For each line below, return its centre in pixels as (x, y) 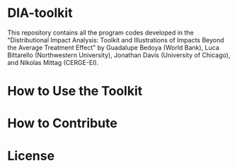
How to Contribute (63, 123)
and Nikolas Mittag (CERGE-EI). (53, 62)
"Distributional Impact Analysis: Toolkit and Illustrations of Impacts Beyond (116, 40)
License (31, 156)
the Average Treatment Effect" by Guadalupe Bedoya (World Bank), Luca (113, 47)
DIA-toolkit (40, 13)
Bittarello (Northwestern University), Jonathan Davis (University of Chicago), (119, 55)
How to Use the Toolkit (75, 91)
